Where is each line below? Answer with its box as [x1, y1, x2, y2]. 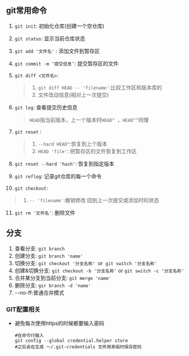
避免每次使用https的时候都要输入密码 [14, 319, 104, 327]
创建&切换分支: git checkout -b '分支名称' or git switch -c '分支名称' [14, 267, 184, 274]
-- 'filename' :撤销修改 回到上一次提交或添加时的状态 [29, 196, 160, 203]
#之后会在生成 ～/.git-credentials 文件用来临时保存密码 [14, 344, 142, 350]
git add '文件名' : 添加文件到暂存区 [14, 47, 100, 54]
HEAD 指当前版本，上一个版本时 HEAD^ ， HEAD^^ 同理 [29, 116, 149, 123]
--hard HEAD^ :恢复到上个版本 [38, 140, 107, 147]
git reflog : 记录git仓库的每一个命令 [14, 173, 102, 180]
